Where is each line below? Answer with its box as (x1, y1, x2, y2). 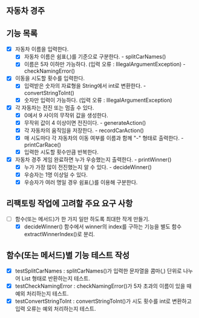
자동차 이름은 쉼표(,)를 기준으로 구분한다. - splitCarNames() (24, 53, 166, 61)
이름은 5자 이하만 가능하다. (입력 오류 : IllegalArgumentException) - (24, 61, 186, 68)
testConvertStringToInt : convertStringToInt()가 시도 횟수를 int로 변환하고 (15, 297, 192, 305)
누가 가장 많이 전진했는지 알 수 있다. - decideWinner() (24, 164, 152, 171)
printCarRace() (24, 141, 62, 148)
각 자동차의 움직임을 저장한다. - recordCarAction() (24, 127, 144, 134)
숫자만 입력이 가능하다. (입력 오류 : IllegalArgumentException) (24, 96, 172, 104)
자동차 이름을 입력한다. (15, 45, 69, 53)
